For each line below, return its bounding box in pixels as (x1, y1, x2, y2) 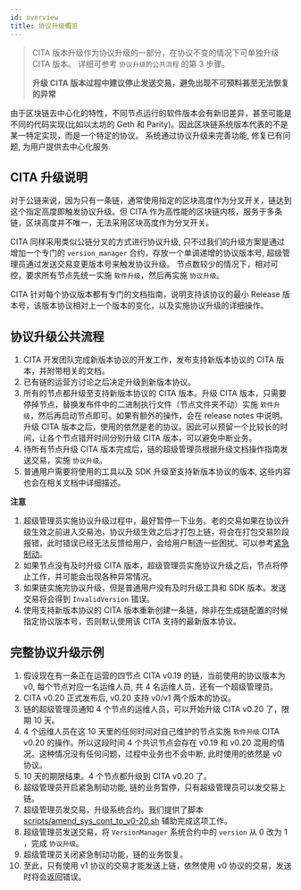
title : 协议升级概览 (10, 21, 79, 30)
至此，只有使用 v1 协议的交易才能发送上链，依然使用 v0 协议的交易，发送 (22, 860, 292, 870)
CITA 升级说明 (10, 169, 88, 184)
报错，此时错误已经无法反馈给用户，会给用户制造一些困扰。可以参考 (22, 538, 274, 548)
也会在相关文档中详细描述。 (22, 478, 126, 488)
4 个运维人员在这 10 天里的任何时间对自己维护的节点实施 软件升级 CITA (22, 725, 280, 736)
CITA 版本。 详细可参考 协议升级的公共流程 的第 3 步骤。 (31, 58, 230, 69)
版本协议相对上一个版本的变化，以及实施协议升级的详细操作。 (40, 301, 269, 311)
